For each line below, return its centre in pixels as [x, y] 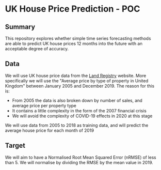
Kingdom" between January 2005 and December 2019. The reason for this [80, 86]
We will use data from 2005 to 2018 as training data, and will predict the [77, 125]
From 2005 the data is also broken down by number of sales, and [77, 100]
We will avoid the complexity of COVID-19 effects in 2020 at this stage [82, 116]
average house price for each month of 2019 [49, 130]
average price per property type [44, 106]
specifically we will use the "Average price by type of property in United [77, 80]
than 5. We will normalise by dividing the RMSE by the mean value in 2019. [79, 162]
